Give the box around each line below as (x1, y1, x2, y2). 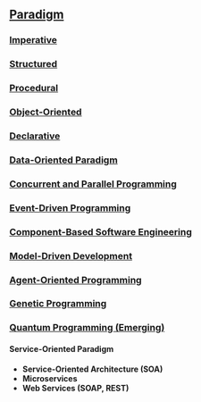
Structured (9, 58, 58, 71)
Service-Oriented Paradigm (9, 343, 114, 354)
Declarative (9, 130, 61, 142)
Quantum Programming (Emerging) (9, 322, 165, 334)
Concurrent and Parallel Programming (9, 178, 177, 190)
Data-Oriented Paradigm (9, 154, 118, 166)
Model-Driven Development (9, 249, 132, 262)
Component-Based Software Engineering (9, 225, 192, 238)
